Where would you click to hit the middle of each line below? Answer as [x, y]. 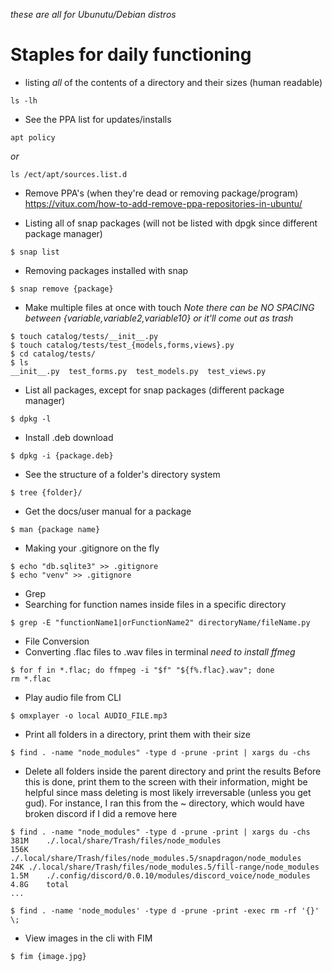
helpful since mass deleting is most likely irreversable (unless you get [168, 792]
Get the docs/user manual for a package [108, 511]
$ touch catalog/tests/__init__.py [84, 336]
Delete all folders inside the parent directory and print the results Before [173, 771]
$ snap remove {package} [62, 289]
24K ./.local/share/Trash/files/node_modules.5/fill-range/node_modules [165, 867]
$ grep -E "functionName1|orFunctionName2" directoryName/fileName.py [160, 622]
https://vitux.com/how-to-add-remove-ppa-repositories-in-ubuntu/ [163, 203]
